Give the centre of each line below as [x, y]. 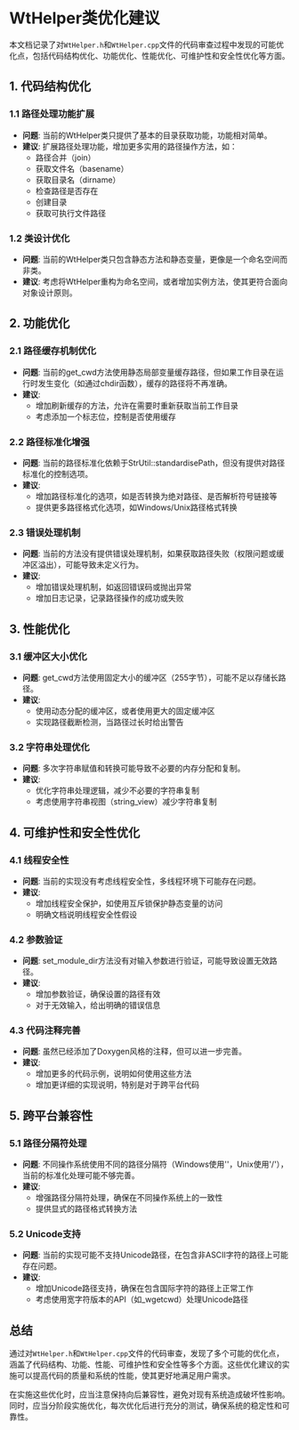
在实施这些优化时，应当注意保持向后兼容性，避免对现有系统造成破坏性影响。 [149, 1394]
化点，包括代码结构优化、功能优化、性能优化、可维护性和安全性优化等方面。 [149, 55]
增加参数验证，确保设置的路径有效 [98, 994]
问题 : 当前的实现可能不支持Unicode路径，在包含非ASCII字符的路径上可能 [155, 1255]
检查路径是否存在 [67, 190]
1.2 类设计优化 [40, 238]
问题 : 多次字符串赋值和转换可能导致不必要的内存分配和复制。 [133, 768]
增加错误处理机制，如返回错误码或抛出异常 [113, 587]
